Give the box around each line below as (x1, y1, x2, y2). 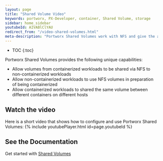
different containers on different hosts (12, 91, 88, 97)
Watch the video (5, 106, 56, 114)
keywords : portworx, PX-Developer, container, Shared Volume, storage (5, 16, 151, 21)
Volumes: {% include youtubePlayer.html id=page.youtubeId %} (5, 124, 132, 130)
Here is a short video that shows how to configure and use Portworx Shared (5, 118, 157, 124)
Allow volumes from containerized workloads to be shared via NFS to (12, 66, 150, 72)
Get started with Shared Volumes (5, 150, 71, 156)
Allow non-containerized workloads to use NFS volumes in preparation (12, 76, 154, 82)
